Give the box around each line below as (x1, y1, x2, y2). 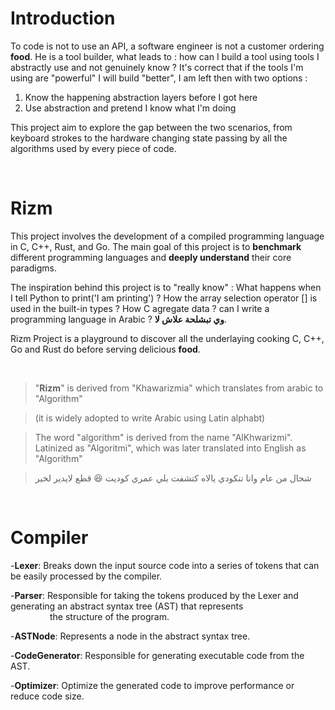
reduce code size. (10, 690, 85, 702)
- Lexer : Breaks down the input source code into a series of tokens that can (10, 559, 320, 571)
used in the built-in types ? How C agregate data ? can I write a (10, 302, 270, 314)
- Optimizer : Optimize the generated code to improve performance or (10, 679, 295, 691)
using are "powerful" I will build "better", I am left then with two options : (10, 72, 308, 84)
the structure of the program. (49, 610, 170, 622)
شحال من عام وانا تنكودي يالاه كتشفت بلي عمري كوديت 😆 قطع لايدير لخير (34, 472, 312, 484)
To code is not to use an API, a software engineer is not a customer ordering (10, 40, 325, 52)
